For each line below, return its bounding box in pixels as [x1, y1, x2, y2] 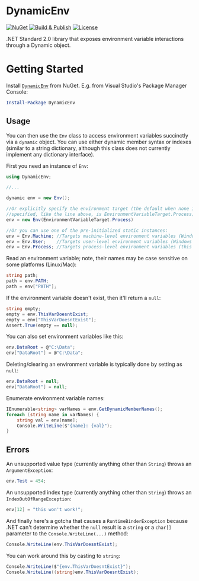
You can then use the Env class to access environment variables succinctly [6, 132, 188, 139]
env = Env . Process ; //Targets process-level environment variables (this [6, 244, 192, 250]
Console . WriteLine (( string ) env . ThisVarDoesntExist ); [6, 569, 139, 575]
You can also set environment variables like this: [6, 333, 124, 340]
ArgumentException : [6, 467, 53, 474]
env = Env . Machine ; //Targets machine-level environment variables [6, 233, 176, 239]
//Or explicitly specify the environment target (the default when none [6, 206, 190, 212]
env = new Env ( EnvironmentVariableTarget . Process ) [6, 216, 134, 223]
